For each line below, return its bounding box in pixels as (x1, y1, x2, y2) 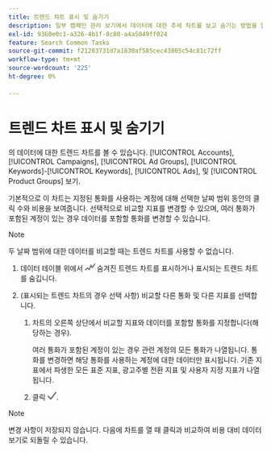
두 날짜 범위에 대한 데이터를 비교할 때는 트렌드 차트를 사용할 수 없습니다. (8, 246, 234, 255)
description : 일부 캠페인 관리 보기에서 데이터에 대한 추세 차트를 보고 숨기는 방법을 (8, 21, 257, 30)
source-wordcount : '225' (8, 64, 92, 73)
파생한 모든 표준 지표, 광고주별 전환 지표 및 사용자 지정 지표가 (53, 365, 245, 375)
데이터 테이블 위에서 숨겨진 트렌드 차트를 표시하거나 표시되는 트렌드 (19, 263, 244, 273)
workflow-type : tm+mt (8, 56, 81, 64)
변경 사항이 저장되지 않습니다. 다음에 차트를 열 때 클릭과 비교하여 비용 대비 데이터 (8, 425, 262, 434)
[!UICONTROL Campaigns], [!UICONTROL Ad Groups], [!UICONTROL (8, 156, 238, 166)
